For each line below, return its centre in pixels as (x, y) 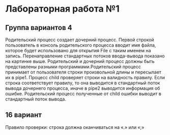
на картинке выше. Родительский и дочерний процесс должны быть (80, 61)
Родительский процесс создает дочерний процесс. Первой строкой (80, 40)
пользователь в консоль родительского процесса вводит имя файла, (81, 45)
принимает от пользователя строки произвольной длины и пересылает (83, 72)
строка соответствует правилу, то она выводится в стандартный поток (83, 83)
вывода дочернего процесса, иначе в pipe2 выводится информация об (83, 88)
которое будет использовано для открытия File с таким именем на (78, 50)
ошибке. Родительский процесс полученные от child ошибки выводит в (83, 94)
